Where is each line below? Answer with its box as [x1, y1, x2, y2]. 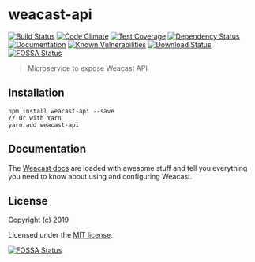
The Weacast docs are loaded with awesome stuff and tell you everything [8, 163, 248, 172]
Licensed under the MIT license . [8, 231, 113, 240]
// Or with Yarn [8, 114, 62, 122]
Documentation [8, 142, 87, 156]
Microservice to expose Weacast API [27, 63, 148, 72]
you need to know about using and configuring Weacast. [8, 172, 193, 181]
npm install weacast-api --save [8, 107, 114, 115]
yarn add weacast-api [8, 120, 80, 129]
